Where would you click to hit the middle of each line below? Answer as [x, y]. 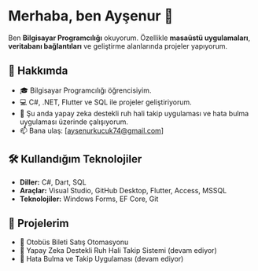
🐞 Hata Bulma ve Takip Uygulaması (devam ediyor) [101, 259]
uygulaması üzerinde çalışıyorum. [74, 122]
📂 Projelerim [39, 223]
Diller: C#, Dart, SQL [53, 182]
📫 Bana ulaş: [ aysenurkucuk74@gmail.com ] [91, 130]
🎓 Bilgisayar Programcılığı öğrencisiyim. [85, 90]
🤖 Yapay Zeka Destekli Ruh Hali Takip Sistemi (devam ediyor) [118, 251]
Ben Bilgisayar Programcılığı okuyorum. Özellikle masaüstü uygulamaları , [129, 38]
